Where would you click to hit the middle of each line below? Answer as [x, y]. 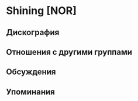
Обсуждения [31, 72]
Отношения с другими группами [69, 52]
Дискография [33, 32]
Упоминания [31, 92]
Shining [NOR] [42, 11]
